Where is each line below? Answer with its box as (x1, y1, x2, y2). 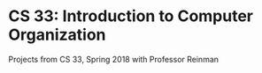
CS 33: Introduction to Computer (8, 6, 254, 26)
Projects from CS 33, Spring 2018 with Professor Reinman (8, 54, 219, 64)
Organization (8, 25, 106, 45)
